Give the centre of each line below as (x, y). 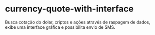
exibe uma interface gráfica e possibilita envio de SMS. (60, 27)
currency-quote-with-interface (69, 9)
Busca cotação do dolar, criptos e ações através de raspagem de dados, (78, 22)
